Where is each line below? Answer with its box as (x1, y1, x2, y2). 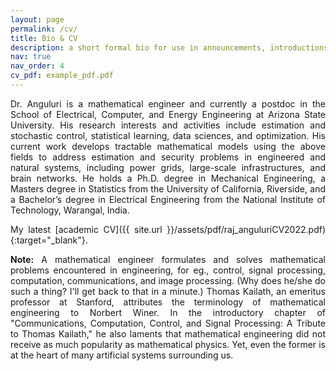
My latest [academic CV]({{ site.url (10, 223, 163, 235)
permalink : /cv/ (10, 24, 78, 34)
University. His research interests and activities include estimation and (10, 119, 326, 131)
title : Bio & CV (10, 33, 78, 43)
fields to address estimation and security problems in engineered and (10, 151, 326, 163)
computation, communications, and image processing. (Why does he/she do (10, 274, 326, 286)
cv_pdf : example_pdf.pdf (10, 71, 114, 81)
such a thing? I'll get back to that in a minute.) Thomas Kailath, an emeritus (10, 285, 326, 297)
